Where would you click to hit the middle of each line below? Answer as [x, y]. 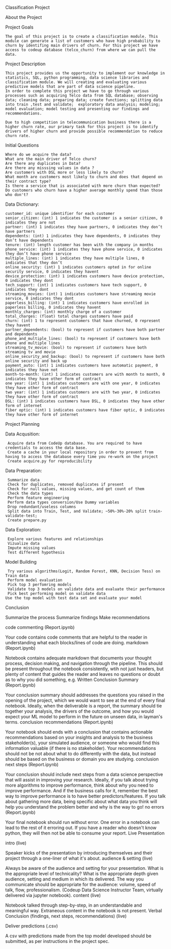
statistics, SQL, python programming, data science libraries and [77, 78]
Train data [17, 576]
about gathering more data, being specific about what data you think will [81, 801]
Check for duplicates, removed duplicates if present [66, 484]
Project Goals [20, 27]
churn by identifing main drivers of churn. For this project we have [82, 45]
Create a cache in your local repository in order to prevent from [80, 452]
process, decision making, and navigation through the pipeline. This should [84, 663]
